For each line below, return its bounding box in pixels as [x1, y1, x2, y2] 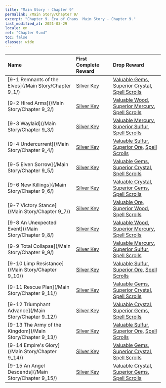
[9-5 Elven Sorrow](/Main [7, 161, 69, 167]
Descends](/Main [7, 368, 48, 375]
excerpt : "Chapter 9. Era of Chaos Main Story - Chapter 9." [5, 16, 136, 21]
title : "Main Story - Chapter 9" [5, 7, 74, 12]
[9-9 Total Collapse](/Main [7, 242, 71, 249]
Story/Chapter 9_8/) [7, 231, 54, 238]
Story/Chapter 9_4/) [7, 147, 54, 154]
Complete [76, 61, 100, 68]
